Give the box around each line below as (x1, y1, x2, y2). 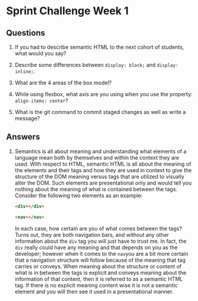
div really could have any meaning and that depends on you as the (14, 243, 178, 251)
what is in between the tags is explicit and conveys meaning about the (14, 269, 187, 276)
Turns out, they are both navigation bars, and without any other (14, 231, 170, 238)
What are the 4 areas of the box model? (14, 79, 112, 86)
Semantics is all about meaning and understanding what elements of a (14, 147, 187, 155)
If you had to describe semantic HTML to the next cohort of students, (14, 43, 184, 50)
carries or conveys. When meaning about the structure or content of (14, 262, 182, 270)
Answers (6, 132, 40, 142)
